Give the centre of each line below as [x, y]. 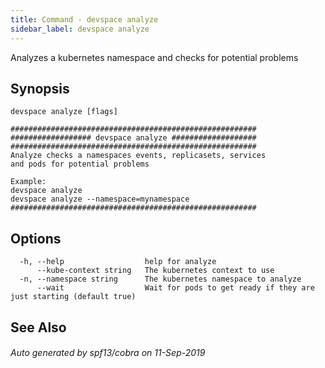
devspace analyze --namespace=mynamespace [100, 199]
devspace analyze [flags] [64, 112]
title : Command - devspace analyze [84, 19]
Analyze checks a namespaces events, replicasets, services [138, 156]
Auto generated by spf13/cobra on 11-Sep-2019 [108, 353]
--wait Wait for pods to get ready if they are [175, 288]
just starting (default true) [73, 297]
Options [36, 238]
